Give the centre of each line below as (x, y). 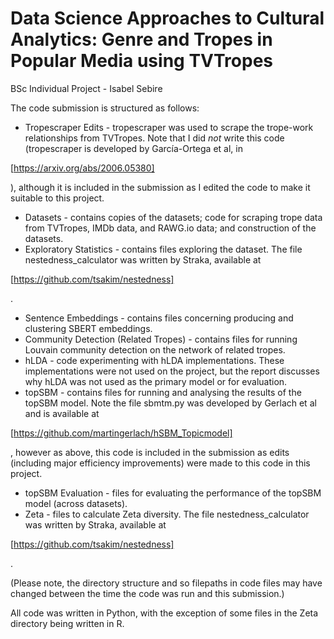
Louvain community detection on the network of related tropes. (155, 349)
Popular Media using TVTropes (141, 61)
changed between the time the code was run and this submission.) (147, 593)
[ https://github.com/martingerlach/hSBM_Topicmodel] (121, 433)
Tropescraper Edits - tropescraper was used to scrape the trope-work (169, 127)
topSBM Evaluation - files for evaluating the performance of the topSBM (173, 493)
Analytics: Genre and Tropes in (141, 39)
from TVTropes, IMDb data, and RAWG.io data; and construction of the (170, 228)
